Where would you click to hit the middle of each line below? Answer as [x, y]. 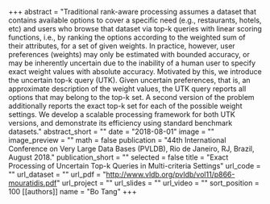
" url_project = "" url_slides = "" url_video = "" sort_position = [158, 183]
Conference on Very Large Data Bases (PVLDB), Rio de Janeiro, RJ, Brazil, [132, 149]
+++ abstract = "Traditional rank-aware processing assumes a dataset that [132, 12]
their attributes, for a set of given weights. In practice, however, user [122, 46]
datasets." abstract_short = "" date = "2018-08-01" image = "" [112, 131]
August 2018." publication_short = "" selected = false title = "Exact [118, 157]
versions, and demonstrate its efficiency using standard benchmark [120, 123]
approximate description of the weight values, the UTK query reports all [127, 89]
